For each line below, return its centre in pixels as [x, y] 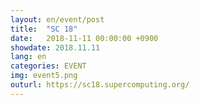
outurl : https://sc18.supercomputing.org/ [100, 85]
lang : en [28, 57]
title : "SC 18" [44, 29]
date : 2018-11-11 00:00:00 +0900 [84, 38]
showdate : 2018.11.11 [55, 47]
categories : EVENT [48, 66]
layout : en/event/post [57, 19]
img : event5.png [44, 76]
